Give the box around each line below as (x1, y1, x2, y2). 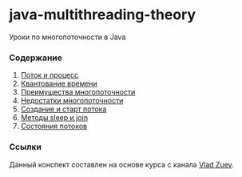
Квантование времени (20, 78, 98, 89)
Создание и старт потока (20, 104, 107, 114)
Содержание (9, 52, 63, 63)
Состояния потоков (20, 122, 87, 131)
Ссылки (9, 142, 42, 153)
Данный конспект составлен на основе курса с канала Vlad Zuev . (9, 159, 234, 169)
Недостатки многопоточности (20, 96, 124, 106)
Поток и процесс (20, 70, 79, 80)
